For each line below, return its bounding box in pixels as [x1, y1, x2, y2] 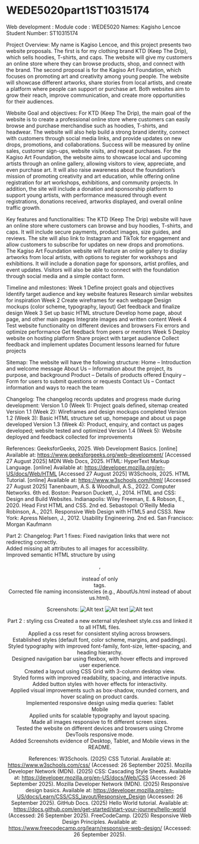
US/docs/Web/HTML [6, 470, 58, 477]
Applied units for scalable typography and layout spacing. [29, 711, 170, 719]
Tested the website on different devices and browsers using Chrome [15, 725, 184, 732]
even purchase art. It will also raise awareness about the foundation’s [6, 166, 175, 173]
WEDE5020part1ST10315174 [6, 4, 150, 17]
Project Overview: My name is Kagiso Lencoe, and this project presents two [6, 41, 192, 48]
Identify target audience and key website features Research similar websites [6, 290, 193, 297]
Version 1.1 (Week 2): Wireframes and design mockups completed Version [6, 408, 187, 415]
